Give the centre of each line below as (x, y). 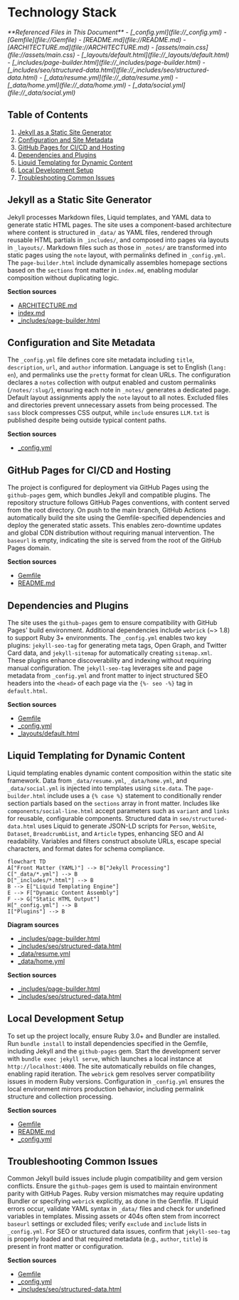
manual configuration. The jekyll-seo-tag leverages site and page (105, 668)
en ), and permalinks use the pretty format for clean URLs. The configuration (119, 375)
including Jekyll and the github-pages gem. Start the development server (114, 1051)
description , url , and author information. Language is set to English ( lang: (117, 367)
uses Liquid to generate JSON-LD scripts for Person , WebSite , (127, 826)
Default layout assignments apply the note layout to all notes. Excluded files (118, 398)
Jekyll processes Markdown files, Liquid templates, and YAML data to (109, 217)
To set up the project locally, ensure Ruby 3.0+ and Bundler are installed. (114, 1036)
